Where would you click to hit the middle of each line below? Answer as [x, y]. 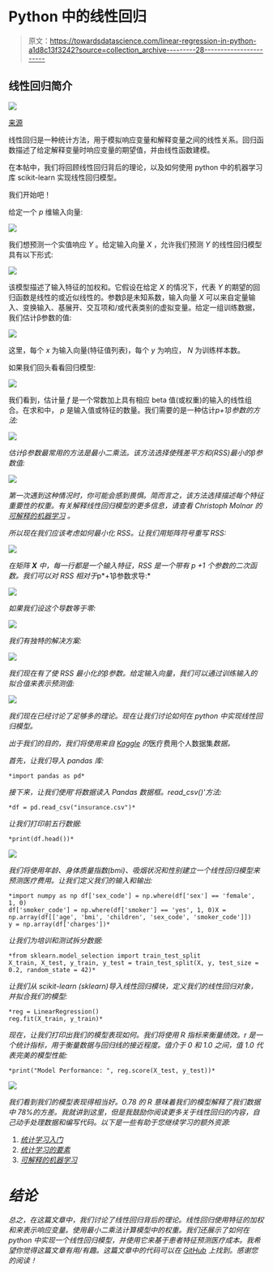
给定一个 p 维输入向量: [46, 211]
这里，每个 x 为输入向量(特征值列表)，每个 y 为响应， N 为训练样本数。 [126, 349]
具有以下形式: [31, 254]
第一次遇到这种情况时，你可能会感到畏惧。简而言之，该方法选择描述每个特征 [136, 495]
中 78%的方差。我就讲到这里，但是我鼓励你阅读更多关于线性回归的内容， [131, 1112]
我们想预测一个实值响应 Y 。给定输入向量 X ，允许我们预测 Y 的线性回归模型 [135, 244]
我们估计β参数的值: [40, 317]
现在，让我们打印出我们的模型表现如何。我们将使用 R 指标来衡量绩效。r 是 [132, 1035]
